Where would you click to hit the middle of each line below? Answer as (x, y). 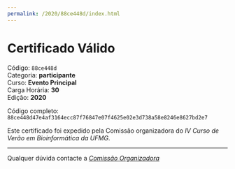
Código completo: (33, 111)
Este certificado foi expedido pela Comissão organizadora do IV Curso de (113, 131)
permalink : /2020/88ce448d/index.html (64, 14)
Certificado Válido (61, 48)
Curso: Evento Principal (42, 82)
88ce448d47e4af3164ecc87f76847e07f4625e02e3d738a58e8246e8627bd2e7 (108, 117)
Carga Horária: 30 (33, 90)
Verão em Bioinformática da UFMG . (59, 138)
